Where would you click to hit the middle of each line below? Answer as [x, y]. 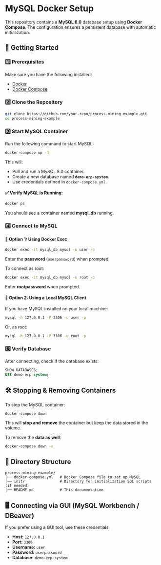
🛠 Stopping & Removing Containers [60, 391]
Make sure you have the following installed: [49, 74]
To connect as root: [25, 268]
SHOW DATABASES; [21, 370]
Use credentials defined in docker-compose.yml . [60, 182]
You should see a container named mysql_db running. [60, 213]
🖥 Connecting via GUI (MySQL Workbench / [72, 505]
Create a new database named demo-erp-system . [60, 177]
